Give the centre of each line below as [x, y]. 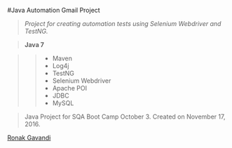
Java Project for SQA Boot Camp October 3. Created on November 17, [125, 116]
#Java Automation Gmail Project [54, 10]
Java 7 [34, 45]
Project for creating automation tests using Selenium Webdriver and [123, 23]
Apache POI [70, 88]
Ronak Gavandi [29, 137]
